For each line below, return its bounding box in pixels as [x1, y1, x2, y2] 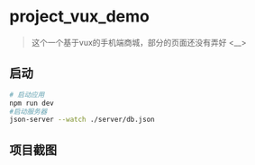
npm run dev [9, 99, 54, 108]
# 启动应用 [9, 90, 45, 100]
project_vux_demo [9, 6, 150, 27]
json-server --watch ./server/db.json [9, 115, 155, 125]
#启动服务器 [9, 107, 48, 116]
